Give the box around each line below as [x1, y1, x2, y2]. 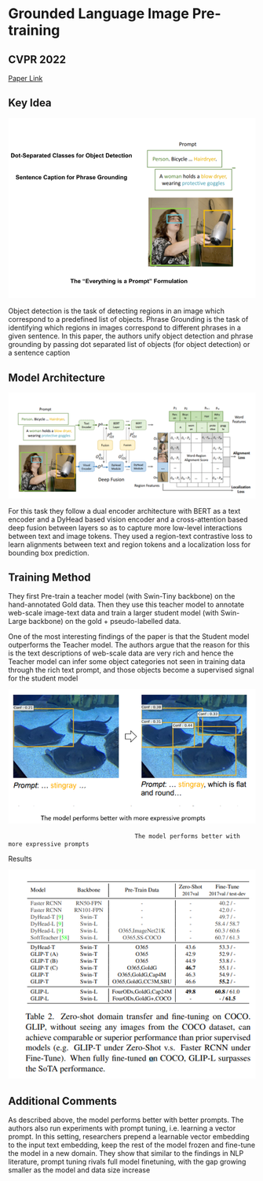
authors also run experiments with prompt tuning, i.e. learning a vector [8, 1124, 236, 1133]
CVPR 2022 [8, 53, 67, 66]
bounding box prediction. [8, 548, 89, 557]
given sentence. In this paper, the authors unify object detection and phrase [8, 331, 254, 341]
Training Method [8, 570, 92, 584]
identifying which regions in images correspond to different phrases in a [8, 323, 242, 333]
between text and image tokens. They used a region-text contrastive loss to [8, 531, 253, 541]
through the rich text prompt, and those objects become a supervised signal [8, 666, 254, 675]
